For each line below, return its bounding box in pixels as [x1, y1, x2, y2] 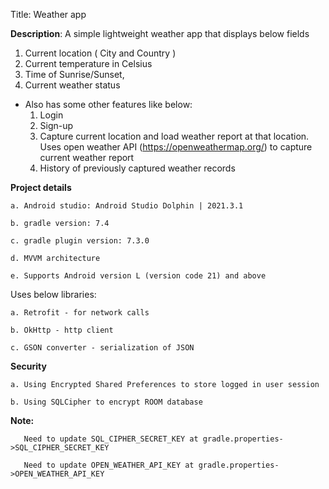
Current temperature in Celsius [24, 58, 153, 69]
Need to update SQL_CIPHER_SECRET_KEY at [23, 434, 199, 444]
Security [10, 360, 47, 372]
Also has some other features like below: [24, 99, 193, 110]
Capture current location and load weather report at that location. [39, 130, 310, 142]
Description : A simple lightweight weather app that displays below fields [10, 28, 310, 39]
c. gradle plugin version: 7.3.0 [10, 236, 150, 246]
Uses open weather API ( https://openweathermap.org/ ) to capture [39, 141, 313, 153]
